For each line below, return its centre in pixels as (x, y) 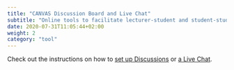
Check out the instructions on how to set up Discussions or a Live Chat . (110, 59)
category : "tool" (32, 40)
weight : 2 (22, 33)
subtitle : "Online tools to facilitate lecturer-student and (98, 20)
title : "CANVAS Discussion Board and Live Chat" (79, 14)
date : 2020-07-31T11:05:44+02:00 (56, 26)
